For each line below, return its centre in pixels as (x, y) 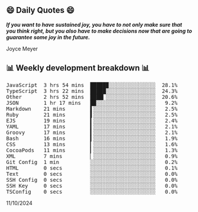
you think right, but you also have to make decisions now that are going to (99, 31)
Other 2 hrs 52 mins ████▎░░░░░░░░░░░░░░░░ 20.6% (92, 97)
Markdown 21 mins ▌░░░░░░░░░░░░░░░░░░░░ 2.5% (92, 109)
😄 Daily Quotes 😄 (40, 10)
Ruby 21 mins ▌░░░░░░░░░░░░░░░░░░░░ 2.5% (92, 115)
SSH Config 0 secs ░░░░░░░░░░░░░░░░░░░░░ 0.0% (92, 180)
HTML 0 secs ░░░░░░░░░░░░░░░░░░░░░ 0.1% (92, 168)
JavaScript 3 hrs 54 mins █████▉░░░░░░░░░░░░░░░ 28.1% (92, 85)
